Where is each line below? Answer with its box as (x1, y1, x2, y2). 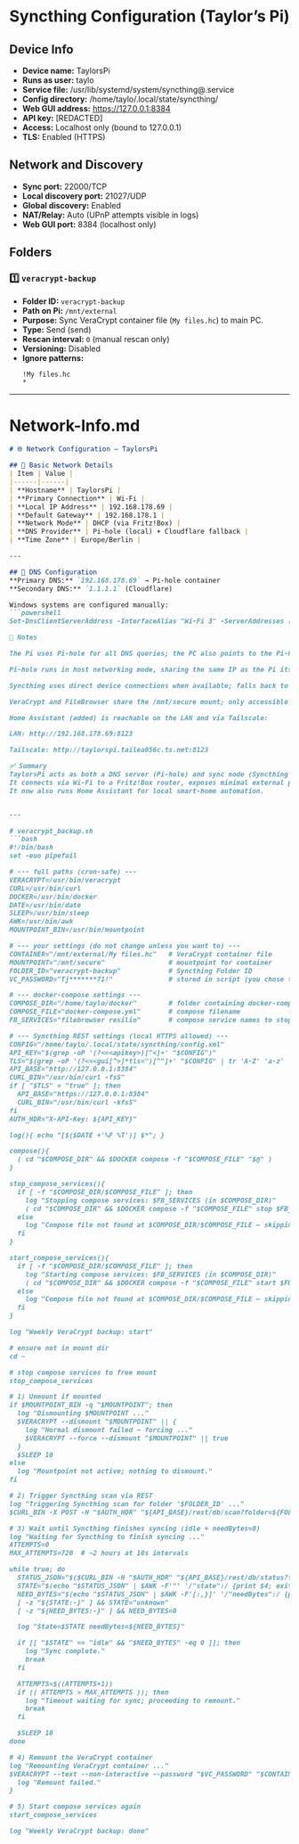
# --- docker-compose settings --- (9, 991, 141, 1000)
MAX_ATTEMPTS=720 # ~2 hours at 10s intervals (9, 1549, 190, 1558)
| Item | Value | (9, 470, 74, 479)
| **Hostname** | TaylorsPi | (9, 486, 122, 495)
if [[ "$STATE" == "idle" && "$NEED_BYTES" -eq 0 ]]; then (17, 1638, 241, 1648)
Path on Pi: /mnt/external (21, 305, 117, 316)
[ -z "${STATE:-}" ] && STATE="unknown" (17, 1598, 169, 1607)
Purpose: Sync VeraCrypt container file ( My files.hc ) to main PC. (21, 315, 264, 325)
